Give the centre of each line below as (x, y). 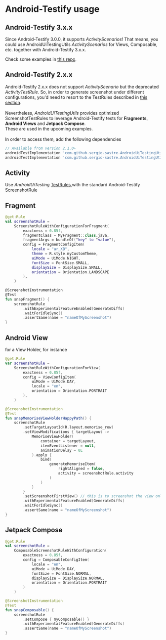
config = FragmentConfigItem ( (54, 245)
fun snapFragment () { (27, 299)
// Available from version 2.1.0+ (41, 148)
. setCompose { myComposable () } (56, 619)
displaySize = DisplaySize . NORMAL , (68, 578)
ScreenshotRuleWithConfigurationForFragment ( (62, 226)
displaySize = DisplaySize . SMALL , (67, 267)
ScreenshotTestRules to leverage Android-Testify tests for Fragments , (77, 118)
